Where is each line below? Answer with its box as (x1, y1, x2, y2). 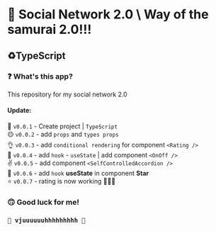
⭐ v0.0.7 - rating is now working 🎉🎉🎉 (7, 177, 116, 186)
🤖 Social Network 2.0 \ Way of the (7, 6, 209, 23)
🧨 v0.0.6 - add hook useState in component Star (7, 169, 149, 178)
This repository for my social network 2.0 (7, 90, 127, 98)
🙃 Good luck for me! (7, 198, 79, 207)
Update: (7, 106, 32, 115)
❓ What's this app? (7, 71, 73, 81)
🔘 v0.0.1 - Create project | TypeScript (7, 122, 118, 130)
